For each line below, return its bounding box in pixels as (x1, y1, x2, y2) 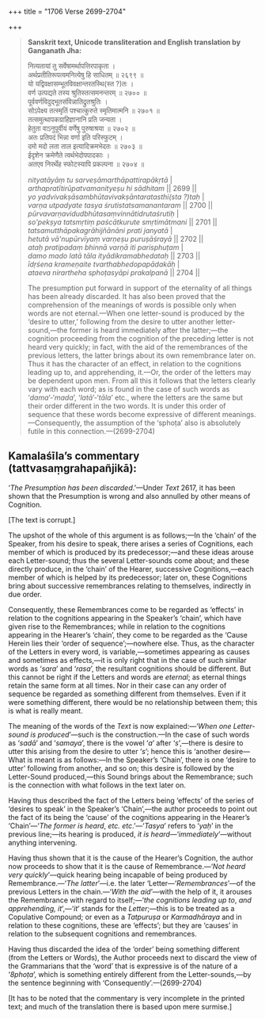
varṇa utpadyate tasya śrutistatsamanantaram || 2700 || (27, 201, 214, 209)
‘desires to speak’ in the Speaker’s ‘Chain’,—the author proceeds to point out (8, 804, 258, 814)
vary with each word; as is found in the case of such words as (27, 385, 230, 393)
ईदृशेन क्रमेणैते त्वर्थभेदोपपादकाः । (27, 151, 111, 159)
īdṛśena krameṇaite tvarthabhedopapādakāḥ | (27, 259, 180, 269)
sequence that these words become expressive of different (27, 410, 221, 419)
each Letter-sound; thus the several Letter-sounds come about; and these (8, 555, 250, 565)
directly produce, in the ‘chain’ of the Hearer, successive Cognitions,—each (8, 564, 255, 573)
